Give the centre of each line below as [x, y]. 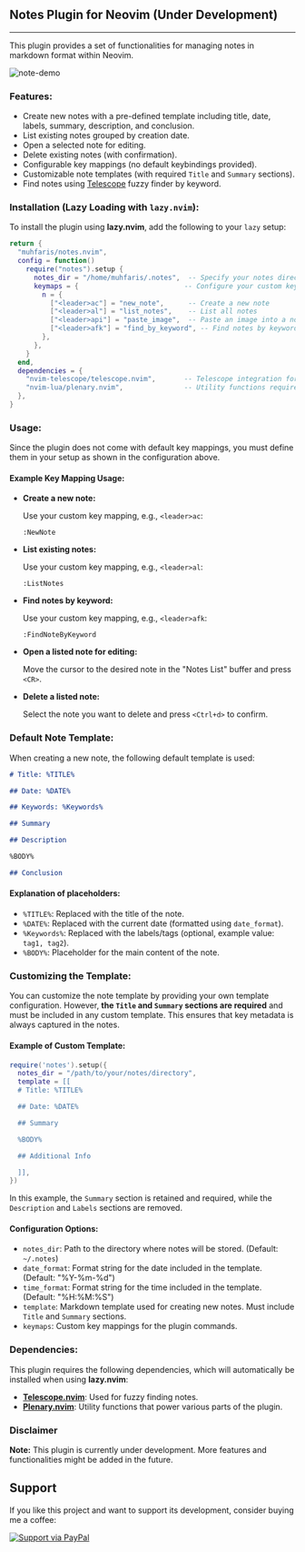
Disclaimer [34, 1430]
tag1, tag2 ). [46, 943]
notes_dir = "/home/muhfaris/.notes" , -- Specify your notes [153, 277]
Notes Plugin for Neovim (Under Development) [144, 15]
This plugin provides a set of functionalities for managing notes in [132, 45]
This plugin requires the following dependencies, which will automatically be [152, 1369]
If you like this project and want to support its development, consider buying [152, 1510]
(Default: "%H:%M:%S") [68, 1297]
